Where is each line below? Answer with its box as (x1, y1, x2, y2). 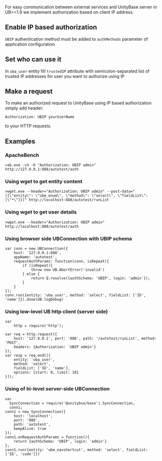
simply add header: (5, 105, 44, 111)
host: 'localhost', (14, 414, 53, 418)
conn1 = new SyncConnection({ (5, 409, 66, 414)
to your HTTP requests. (5, 123, 52, 129)
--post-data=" (106, 189, 135, 194)
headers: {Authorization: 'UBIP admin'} (14, 345, 96, 350)
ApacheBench (5, 152, 40, 158)
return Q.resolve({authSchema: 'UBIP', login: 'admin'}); (30, 276, 150, 281)
